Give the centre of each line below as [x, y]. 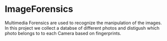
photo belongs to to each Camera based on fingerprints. [63, 33]
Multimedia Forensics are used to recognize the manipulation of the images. [83, 23]
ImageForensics [39, 9]
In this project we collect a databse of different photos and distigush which [82, 28]
